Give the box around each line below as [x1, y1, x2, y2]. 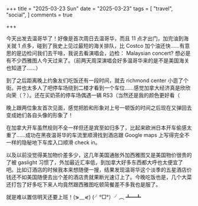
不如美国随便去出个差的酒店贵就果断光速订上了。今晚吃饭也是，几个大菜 [16, 174, 192, 181]
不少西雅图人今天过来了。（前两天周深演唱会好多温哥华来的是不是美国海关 [11, 57, 190, 64]
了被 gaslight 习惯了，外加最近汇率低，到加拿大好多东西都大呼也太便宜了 [6, 159, 183, 166]
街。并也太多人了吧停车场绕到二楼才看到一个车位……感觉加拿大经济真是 [6, 84, 181, 91]
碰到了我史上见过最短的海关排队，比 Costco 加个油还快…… [37, 42, 180, 49]
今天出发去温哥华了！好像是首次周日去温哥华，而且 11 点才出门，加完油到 [6, 35, 184, 42]
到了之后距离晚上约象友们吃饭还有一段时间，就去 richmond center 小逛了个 [6, 77, 189, 84]
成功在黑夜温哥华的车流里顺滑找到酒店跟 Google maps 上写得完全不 [25, 132, 190, 138]
